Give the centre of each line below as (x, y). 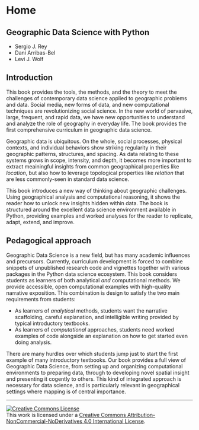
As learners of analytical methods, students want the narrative (91, 310)
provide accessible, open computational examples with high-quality (89, 286)
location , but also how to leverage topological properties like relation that (95, 173)
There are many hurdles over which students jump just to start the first (92, 353)
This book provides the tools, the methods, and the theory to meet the (92, 92)
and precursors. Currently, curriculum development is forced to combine (95, 261)
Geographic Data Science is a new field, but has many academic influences (98, 255)
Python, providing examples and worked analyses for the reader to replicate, (99, 216)
